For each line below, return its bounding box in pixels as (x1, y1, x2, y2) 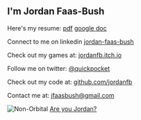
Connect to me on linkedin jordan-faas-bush (7, 37, 134, 46)
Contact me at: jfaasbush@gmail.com (7, 91, 115, 99)
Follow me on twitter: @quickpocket (7, 64, 110, 72)
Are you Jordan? (49, 104, 97, 113)
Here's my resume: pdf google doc (7, 24, 107, 32)
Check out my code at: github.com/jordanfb (7, 78, 133, 86)
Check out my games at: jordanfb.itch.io (7, 51, 122, 59)
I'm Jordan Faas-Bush (7, 6, 105, 17)
